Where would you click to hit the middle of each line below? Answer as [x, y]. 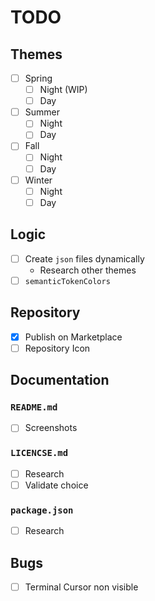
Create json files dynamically [84, 258]
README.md [34, 407]
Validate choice [56, 485]
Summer [42, 112]
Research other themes [88, 270]
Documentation [60, 380]
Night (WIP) [63, 90]
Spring [38, 78]
